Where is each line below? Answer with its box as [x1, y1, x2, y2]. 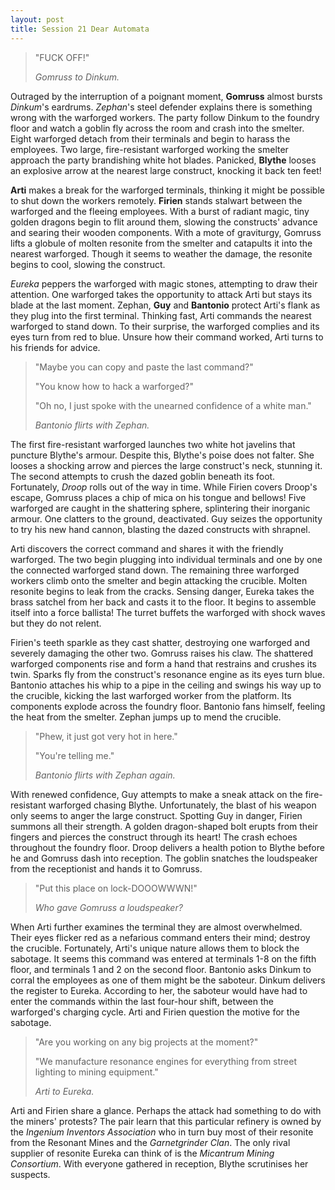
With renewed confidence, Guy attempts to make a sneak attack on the [10, 788, 303, 800]
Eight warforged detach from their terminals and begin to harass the [10, 132, 291, 145]
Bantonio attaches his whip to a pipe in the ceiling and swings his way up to [10, 679, 322, 691]
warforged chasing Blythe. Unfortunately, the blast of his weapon [48, 799, 317, 811]
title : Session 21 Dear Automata [10, 24, 150, 34]
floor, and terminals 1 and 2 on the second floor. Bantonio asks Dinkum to [10, 963, 312, 975]
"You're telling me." [34, 749, 115, 761]
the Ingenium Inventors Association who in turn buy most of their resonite [10, 1126, 314, 1138]
